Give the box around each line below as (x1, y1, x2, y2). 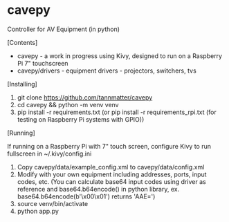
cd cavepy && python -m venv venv (17, 100, 119, 109)
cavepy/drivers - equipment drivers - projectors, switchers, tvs (17, 66, 197, 75)
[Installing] (7, 80, 38, 88)
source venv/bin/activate (17, 199, 89, 207)
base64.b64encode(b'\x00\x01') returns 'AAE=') (17, 192, 156, 201)
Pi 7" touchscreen (17, 59, 68, 67)
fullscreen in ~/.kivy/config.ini (7, 149, 92, 158)
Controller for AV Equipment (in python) (7, 25, 120, 33)
